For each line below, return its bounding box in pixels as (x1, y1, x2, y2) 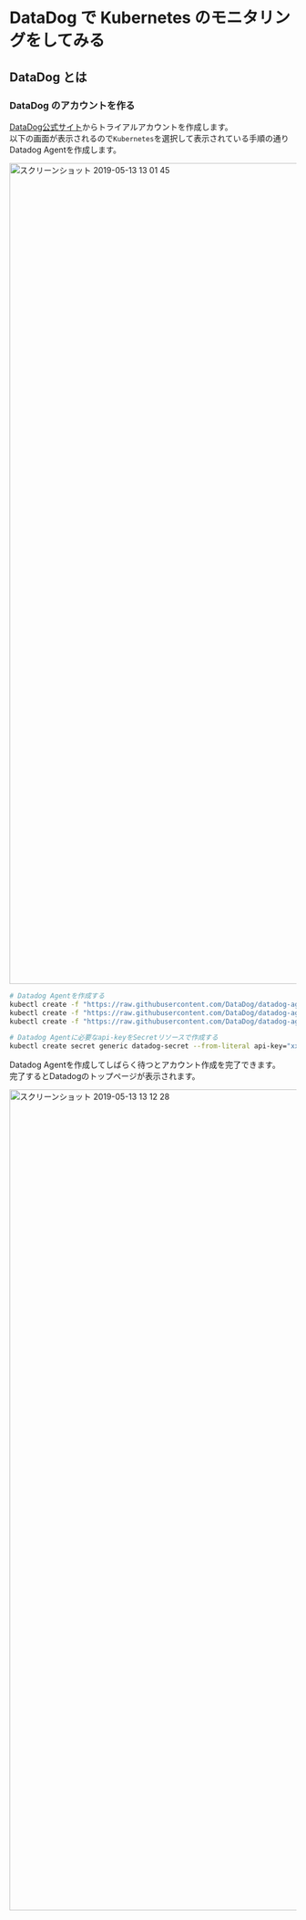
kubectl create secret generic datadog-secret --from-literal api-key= (9, 1042, 287, 1051)
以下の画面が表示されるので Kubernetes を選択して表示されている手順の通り (9, 132, 290, 143)
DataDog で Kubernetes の (9, 7, 211, 28)
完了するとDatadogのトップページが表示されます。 (9, 1071, 200, 1082)
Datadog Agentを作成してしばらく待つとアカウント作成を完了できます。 (9, 1059, 280, 1071)
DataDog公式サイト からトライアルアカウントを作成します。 (9, 121, 234, 132)
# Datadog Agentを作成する (9, 991, 105, 1001)
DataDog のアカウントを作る (9, 99, 136, 111)
